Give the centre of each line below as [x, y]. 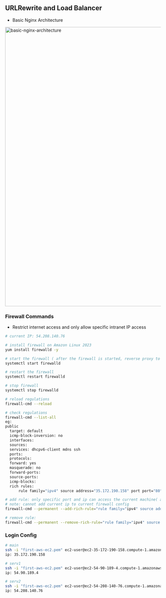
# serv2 [13, 582]
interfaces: [22, 440]
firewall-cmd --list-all [31, 417]
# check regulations [26, 413]
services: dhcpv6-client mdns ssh [45, 449]
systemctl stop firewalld [32, 390]
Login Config [21, 535]
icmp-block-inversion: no [36, 436]
